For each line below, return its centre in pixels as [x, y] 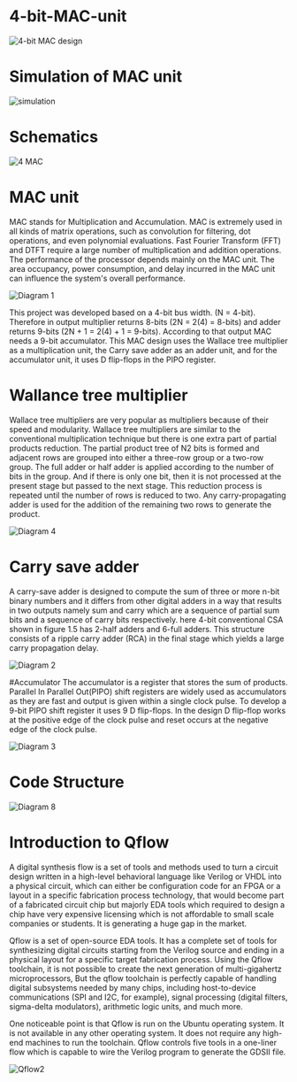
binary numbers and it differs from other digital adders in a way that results [146, 600]
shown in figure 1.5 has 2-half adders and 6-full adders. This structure [137, 629]
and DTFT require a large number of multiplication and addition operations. [145, 250]
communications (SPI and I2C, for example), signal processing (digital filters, [148, 997]
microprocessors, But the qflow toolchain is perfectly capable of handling [143, 978]
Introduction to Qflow [89, 842]
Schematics [54, 137]
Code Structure [67, 782]
